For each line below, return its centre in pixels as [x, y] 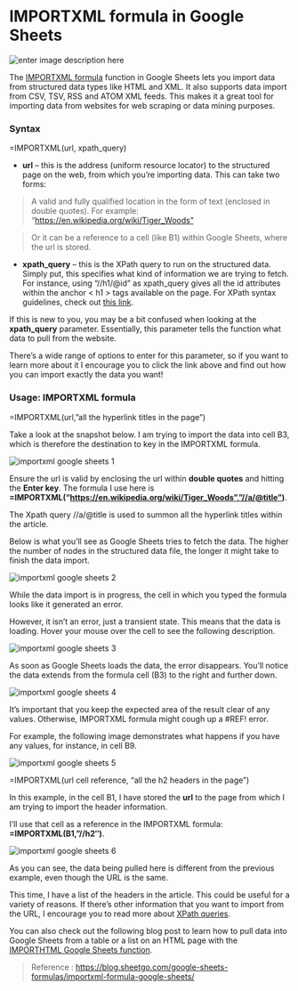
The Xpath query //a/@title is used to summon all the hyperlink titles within [146, 515]
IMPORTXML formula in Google [127, 16]
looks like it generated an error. [66, 604]
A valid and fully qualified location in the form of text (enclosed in [150, 201]
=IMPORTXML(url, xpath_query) [68, 148]
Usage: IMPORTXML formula [72, 398]
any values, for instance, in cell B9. [73, 745]
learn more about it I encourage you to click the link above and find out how [148, 365]
